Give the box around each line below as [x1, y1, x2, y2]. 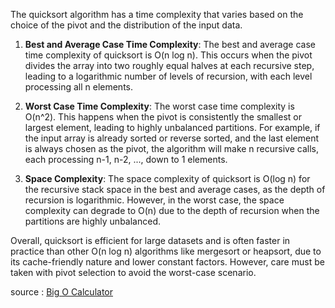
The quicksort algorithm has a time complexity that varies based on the [10, 9, 304, 20]
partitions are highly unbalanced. [24, 215, 161, 227]
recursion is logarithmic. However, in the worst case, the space [24, 194, 285, 206]
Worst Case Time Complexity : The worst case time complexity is [24, 100, 295, 112]
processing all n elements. [24, 81, 133, 93]
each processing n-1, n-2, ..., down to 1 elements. [24, 154, 228, 165]
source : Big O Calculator [10, 286, 114, 298]
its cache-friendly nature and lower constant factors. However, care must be [10, 256, 325, 268]
